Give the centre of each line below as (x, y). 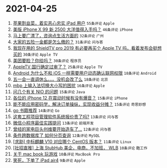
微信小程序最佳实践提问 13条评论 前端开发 (53, 123)
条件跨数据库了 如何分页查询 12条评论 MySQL (56, 135)
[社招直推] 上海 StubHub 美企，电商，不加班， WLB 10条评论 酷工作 (80, 148)
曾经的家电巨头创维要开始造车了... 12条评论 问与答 (62, 129)
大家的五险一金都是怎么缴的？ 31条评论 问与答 (58, 42)
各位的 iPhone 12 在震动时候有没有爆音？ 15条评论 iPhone (70, 98)
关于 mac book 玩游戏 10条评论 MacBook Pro (56, 154)
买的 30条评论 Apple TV (35, 54)
